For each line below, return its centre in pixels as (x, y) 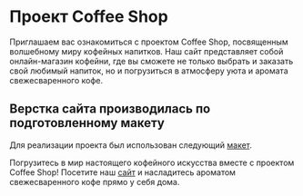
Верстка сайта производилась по (110, 109)
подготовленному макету (87, 123)
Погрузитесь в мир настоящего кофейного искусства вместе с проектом (152, 162)
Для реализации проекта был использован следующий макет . (131, 145)
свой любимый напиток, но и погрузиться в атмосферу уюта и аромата (149, 71)
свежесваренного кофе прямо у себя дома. (95, 181)
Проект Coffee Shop (89, 17)
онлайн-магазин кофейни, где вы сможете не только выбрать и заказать (151, 61)
